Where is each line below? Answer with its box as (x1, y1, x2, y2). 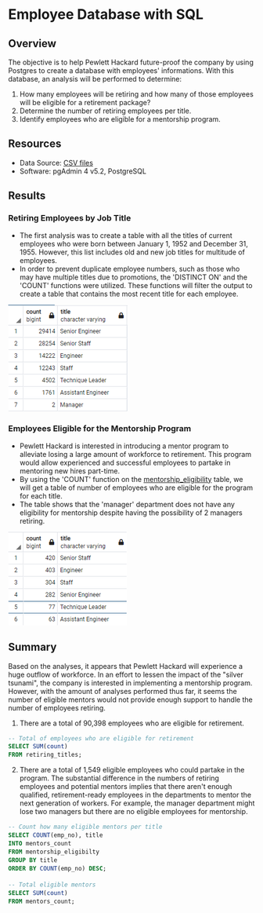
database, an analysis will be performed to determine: (8, 75, 182, 83)
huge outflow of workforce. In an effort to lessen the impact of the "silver (8, 670, 244, 679)
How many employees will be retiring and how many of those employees (19, 89, 254, 99)
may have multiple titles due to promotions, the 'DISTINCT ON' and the (19, 272, 248, 282)
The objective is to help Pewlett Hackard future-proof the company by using (8, 57, 254, 67)
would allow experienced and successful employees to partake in (19, 458, 231, 467)
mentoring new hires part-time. (19, 466, 120, 476)
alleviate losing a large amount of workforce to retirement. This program (19, 449, 252, 458)
